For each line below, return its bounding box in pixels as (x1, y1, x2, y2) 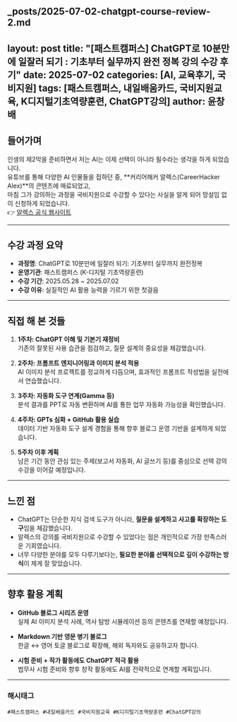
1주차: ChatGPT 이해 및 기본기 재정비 (17, 335, 120, 344)
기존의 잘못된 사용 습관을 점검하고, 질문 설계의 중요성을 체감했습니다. (17, 344, 206, 352)
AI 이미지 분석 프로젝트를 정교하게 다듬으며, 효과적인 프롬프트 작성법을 (17, 368, 210, 376)
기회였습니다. (25, 541, 61, 550)
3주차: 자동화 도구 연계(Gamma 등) (17, 392, 115, 400)
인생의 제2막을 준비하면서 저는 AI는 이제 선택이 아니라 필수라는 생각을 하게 (7, 155, 211, 163)
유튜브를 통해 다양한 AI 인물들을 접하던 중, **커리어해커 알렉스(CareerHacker (7, 172, 221, 181)
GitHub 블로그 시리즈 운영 (17, 608, 90, 617)
